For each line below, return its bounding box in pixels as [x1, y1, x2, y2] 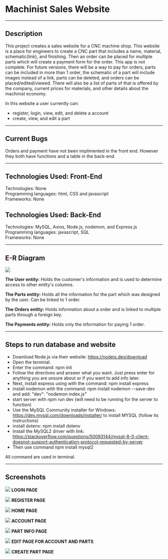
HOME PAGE [11, 507, 37, 513]
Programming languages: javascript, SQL [5, 229, 89, 235]
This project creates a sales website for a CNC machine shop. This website [5, 42, 160, 48]
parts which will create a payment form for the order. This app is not [5, 58, 145, 64]
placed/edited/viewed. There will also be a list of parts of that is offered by [5, 80, 158, 86]
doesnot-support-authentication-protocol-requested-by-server [12, 438, 143, 444]
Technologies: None [5, 185, 46, 191]
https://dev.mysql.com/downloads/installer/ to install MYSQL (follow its [12, 412, 159, 418]
